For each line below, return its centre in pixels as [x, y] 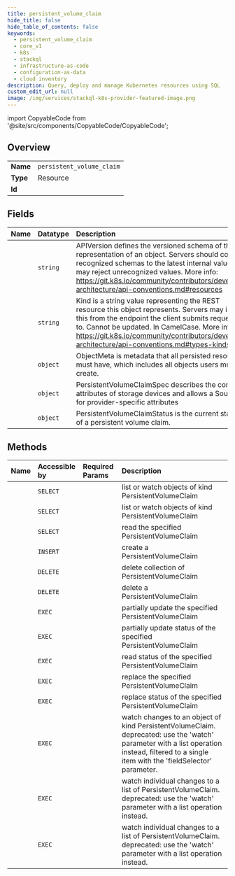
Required [98, 467]
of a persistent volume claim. [123, 422]
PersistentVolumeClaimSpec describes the [146, 384]
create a [135, 548]
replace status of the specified [172, 697]
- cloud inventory [41, 79]
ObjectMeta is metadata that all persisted [143, 355]
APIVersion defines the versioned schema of [149, 246]
